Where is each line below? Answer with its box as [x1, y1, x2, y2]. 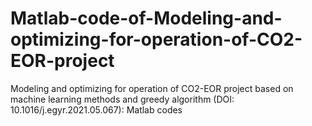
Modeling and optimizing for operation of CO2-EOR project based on [10, 82, 294, 94]
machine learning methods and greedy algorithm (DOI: [10, 93, 235, 105]
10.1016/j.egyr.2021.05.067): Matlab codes [10, 103, 183, 116]
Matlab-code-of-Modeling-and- [10, 7, 283, 30]
